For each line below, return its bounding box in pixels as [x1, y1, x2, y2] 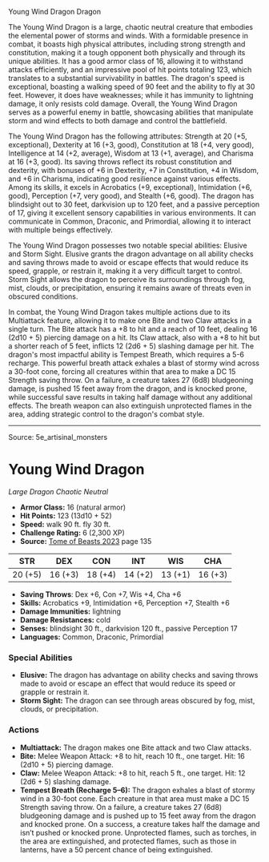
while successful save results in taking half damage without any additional [8, 393, 253, 401]
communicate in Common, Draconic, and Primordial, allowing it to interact [8, 216, 251, 226]
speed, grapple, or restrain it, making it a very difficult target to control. [8, 266, 243, 276]
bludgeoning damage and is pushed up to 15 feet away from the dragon [19, 811, 256, 820]
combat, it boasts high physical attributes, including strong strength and [8, 39, 246, 49]
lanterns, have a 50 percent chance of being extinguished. [19, 844, 213, 854]
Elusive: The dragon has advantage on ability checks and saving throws [19, 671, 259, 680]
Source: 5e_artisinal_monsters [8, 433, 108, 441]
